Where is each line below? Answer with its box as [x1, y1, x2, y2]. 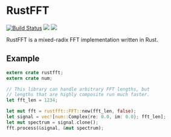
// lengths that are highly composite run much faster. [6, 92, 150, 98]
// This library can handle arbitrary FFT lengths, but [6, 86, 150, 92]
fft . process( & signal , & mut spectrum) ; [6, 125, 104, 131]
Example [6, 54, 40, 64]
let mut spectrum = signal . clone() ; [6, 119, 98, 126]
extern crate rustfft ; [6, 69, 63, 75]
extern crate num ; [6, 75, 53, 81]
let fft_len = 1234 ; [6, 97, 59, 103]
